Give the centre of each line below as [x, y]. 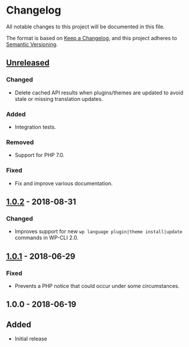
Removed [20, 142]
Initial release [31, 339]
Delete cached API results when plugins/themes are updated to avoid [99, 93]
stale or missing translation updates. [59, 99]
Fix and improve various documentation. [64, 183]
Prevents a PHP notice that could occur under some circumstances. [97, 286]
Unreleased [28, 63]
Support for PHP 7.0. [40, 155]
